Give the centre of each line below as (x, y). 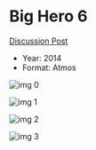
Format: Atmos (49, 67)
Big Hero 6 (48, 16)
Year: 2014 (42, 58)
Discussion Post (39, 41)
